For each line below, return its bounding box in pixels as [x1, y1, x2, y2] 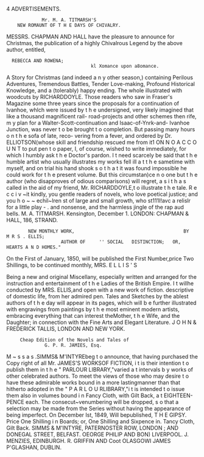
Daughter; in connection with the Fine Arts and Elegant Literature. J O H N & [6, 318, 197, 326]
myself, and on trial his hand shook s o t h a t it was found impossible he [6, 165, 187, 171]
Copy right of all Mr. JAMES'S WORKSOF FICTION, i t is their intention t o [6, 359, 189, 367]
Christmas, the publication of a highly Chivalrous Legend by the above [6, 40, 183, 46]
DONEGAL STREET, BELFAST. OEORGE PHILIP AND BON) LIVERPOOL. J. [6, 431, 189, 438]
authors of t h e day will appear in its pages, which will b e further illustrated [6, 299, 197, 306]
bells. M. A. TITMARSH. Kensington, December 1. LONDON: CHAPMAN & [6, 210, 189, 217]
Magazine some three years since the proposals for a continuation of [6, 100, 180, 107]
